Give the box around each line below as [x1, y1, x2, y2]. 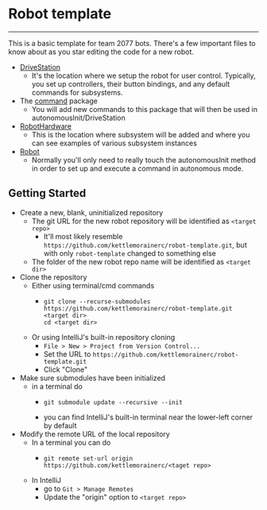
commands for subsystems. [31, 87, 123, 97]
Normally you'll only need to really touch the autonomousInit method [31, 155, 257, 164]
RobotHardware [19, 121, 72, 131]
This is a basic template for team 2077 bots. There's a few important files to [8, 38, 256, 48]
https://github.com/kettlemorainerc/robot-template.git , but [43, 240, 248, 249]
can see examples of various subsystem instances [31, 138, 197, 148]
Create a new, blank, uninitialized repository [19, 207, 164, 217]
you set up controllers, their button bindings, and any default [31, 79, 230, 88]
